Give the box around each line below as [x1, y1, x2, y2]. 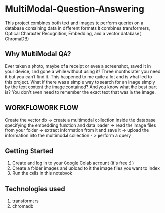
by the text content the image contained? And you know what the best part [5, 84, 157, 90]
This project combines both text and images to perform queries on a [5, 20, 144, 26]
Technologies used [5, 184, 65, 193]
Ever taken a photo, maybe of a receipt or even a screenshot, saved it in [5, 63, 151, 69]
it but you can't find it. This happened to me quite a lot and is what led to [5, 73, 152, 80]
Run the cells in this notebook [12, 170, 73, 176]
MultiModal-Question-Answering [5, 3, 144, 15]
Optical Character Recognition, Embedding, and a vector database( [5, 30, 141, 36]
